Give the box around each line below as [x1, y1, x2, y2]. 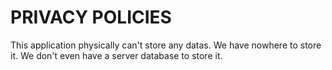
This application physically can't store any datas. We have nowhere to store [10, 39, 322, 51]
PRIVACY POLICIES [10, 6, 172, 29]
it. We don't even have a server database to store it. [10, 49, 223, 61]
